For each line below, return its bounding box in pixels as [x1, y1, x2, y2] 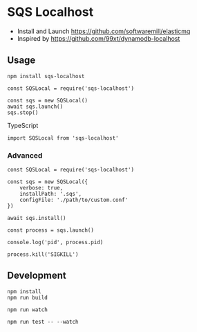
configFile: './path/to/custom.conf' [19, 196, 129, 204]
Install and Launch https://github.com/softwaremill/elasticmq [17, 27, 191, 35]
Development [7, 270, 67, 282]
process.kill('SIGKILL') [7, 251, 79, 258]
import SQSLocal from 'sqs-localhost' [7, 134, 119, 142]
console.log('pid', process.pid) [7, 239, 104, 246]
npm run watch [7, 306, 48, 313]
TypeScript [7, 121, 39, 129]
